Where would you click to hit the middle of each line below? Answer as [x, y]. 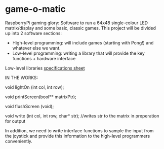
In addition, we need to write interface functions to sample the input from [80, 130]
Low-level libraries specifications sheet [45, 68]
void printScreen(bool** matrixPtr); [41, 97]
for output [15, 121]
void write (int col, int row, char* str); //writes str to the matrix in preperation [82, 116]
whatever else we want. [36, 48]
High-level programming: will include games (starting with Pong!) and [83, 42]
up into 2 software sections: [34, 33]
